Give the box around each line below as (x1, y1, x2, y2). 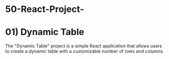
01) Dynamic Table (5, 26, 84, 38)
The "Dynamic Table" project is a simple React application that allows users (5, 43, 162, 49)
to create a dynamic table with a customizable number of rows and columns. (5, 48, 164, 54)
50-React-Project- (5, 3, 84, 15)
